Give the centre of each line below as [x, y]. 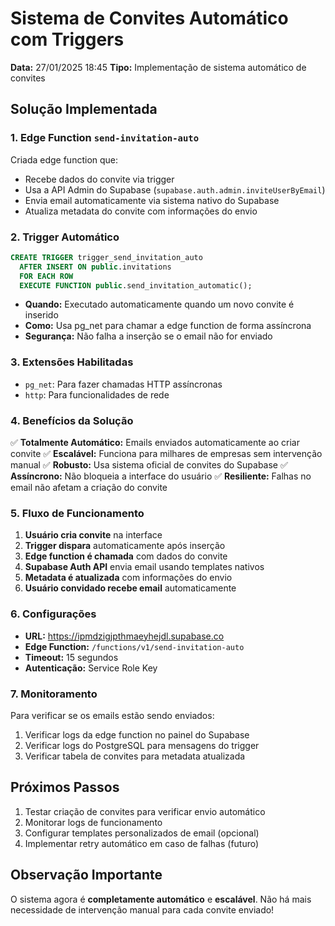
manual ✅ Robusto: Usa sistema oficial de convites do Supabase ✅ [149, 465]
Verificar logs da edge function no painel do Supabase [137, 734]
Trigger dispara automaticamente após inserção [125, 546]
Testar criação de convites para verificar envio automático [145, 811]
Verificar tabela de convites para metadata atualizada [135, 756]
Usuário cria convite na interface [93, 535]
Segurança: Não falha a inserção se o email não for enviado [148, 336]
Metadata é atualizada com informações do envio [128, 578]
